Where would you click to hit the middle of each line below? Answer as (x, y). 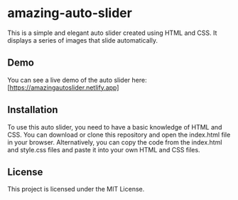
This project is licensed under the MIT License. (76, 189)
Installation (33, 110)
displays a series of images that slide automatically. (83, 40)
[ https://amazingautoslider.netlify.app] (63, 88)
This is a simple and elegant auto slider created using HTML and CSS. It (112, 33)
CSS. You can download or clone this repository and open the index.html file (119, 135)
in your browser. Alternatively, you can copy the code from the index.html (115, 142)
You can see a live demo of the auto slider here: (77, 80)
